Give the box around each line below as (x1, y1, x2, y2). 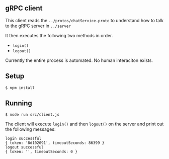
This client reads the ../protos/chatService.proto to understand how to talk (5, 17, 164, 23)
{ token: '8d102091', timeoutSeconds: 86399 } (5, 140, 105, 145)
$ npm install (5, 85, 35, 90)
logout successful (5, 145, 44, 150)
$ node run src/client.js (5, 112, 59, 117)
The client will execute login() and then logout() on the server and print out (5, 121, 164, 127)
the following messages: (5, 126, 56, 132)
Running (5, 99, 33, 108)
